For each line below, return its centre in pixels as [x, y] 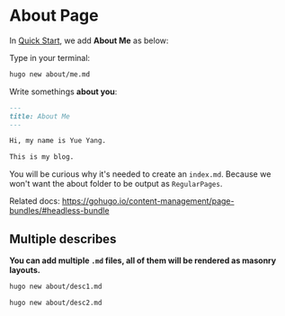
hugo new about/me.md [50, 74]
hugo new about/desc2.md [56, 303]
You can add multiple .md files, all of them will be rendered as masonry [143, 260]
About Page [54, 16]
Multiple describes [63, 239]
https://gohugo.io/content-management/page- [148, 201]
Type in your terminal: [50, 57]
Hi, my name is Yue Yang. [58, 141]
